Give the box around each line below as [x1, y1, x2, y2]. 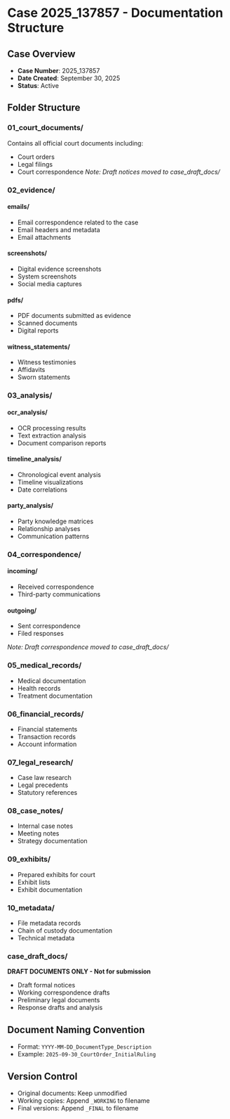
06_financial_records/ [7, 709, 84, 719]
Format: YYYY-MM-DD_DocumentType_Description [17, 1042, 152, 1051]
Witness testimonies [17, 358, 76, 366]
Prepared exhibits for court [17, 870, 96, 878]
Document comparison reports [17, 438, 107, 447]
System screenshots [17, 272, 77, 281]
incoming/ [7, 567, 38, 575]
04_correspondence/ [7, 549, 81, 559]
